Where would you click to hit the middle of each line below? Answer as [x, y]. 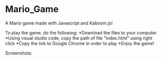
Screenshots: [19, 53]
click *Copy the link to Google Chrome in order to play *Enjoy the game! [80, 43]
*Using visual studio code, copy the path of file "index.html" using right [79, 38]
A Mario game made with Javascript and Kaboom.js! [59, 23]
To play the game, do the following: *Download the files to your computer [81, 32]
